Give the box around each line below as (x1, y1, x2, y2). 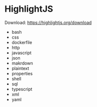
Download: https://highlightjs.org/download (4, 20, 92, 25)
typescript (11, 86, 33, 92)
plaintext (11, 65, 30, 71)
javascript (11, 50, 32, 56)
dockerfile (11, 39, 32, 45)
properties (11, 70, 33, 76)
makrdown (11, 60, 34, 66)
